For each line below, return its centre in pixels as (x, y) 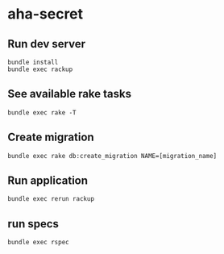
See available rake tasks (70, 94)
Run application (48, 181)
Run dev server (47, 44)
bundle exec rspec (38, 243)
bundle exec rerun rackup (51, 199)
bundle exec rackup (40, 69)
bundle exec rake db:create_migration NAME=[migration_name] (112, 156)
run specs (33, 224)
